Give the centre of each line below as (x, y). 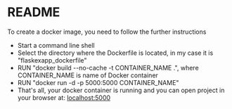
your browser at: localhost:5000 (64, 97)
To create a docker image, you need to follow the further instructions (107, 32)
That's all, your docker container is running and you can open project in (121, 90)
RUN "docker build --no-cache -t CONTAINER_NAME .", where (108, 68)
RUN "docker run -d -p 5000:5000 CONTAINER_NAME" (98, 82)
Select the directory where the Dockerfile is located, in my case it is (115, 53)
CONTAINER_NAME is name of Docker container (88, 75)
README (34, 12)
